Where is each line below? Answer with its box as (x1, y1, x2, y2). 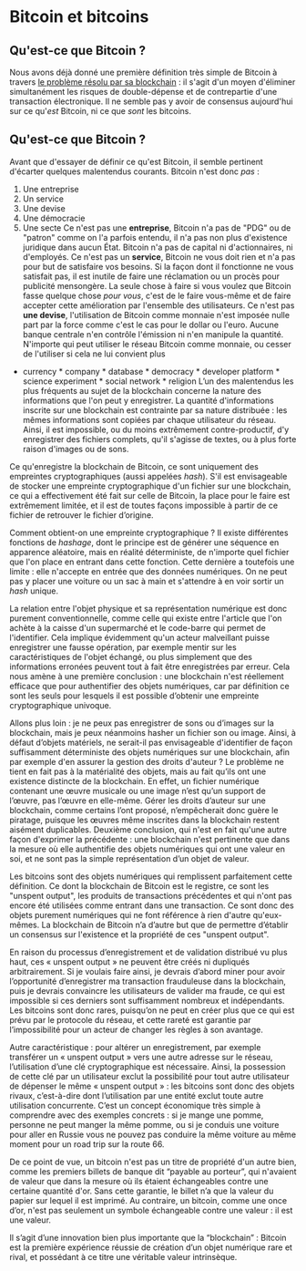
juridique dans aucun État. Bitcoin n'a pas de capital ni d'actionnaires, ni (22, 242, 293, 253)
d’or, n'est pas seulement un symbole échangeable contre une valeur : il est (9, 1204, 293, 1215)
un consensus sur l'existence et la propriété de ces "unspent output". (9, 928, 270, 940)
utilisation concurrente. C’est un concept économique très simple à (9, 1100, 261, 1111)
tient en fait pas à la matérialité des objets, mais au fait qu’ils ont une (9, 766, 267, 777)
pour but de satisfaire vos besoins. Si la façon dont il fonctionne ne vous (22, 261, 294, 272)
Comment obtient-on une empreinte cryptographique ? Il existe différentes (9, 527, 289, 538)
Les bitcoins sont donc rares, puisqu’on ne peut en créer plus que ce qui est (9, 1005, 295, 1016)
